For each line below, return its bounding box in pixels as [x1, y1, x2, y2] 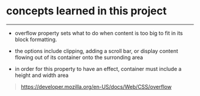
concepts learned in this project [6, 4, 167, 18]
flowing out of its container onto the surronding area [14, 54, 143, 61]
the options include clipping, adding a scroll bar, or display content [14, 47, 179, 54]
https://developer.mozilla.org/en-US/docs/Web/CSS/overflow [20, 83, 172, 90]
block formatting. [14, 36, 57, 43]
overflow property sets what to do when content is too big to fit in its [14, 29, 183, 36]
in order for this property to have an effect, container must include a [14, 65, 182, 72]
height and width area [14, 72, 69, 79]
